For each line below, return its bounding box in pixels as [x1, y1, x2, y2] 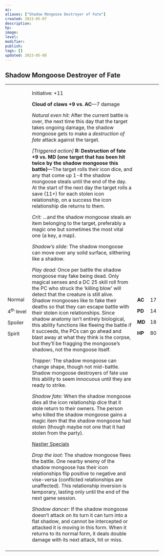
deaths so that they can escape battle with [31, 303, 129, 310]
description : [5, 21, 32, 26]
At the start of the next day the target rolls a [31, 185, 132, 191]
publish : [5, 44, 23, 49]
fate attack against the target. [31, 136, 100, 143]
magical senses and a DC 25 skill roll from [31, 279, 128, 286]
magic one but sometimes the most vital [31, 226, 123, 233]
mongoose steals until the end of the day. [31, 178, 127, 185]
